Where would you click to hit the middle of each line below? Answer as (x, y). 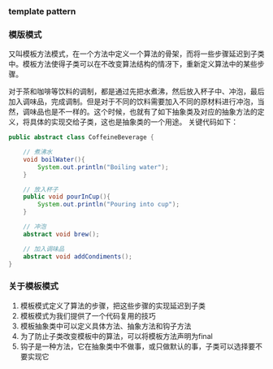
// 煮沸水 (38, 152)
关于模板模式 (34, 286)
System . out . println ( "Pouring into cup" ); (109, 205)
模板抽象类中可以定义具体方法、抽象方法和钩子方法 (106, 326)
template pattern (42, 11)
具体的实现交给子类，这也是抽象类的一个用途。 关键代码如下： (134, 122)
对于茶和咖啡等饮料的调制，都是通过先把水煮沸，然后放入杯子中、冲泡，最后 (136, 92)
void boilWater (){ (54, 159)
